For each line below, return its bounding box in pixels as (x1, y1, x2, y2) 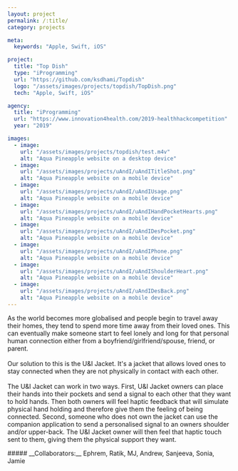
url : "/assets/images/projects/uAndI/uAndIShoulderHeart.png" (20, 268, 209, 275)
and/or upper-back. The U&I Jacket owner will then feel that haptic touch (7, 427, 222, 436)
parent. (7, 344, 29, 353)
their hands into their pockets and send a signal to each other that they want (7, 390, 232, 398)
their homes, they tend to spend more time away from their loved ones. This (7, 321, 230, 330)
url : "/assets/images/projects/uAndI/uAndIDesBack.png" (20, 288, 190, 295)
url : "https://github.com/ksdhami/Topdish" (14, 76, 145, 83)
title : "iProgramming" (14, 108, 81, 116)
